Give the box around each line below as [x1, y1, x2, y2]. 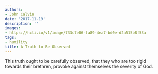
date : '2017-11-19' [5, 16, 46, 21]
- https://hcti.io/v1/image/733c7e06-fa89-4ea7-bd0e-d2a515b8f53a [5, 30, 146, 35]
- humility [5, 40, 28, 45]
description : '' [5, 21, 39, 26]
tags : [5, 35, 16, 40]
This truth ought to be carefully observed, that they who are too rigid [5, 58, 146, 64]
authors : [5, 7, 23, 12]
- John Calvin [5, 12, 35, 17]
